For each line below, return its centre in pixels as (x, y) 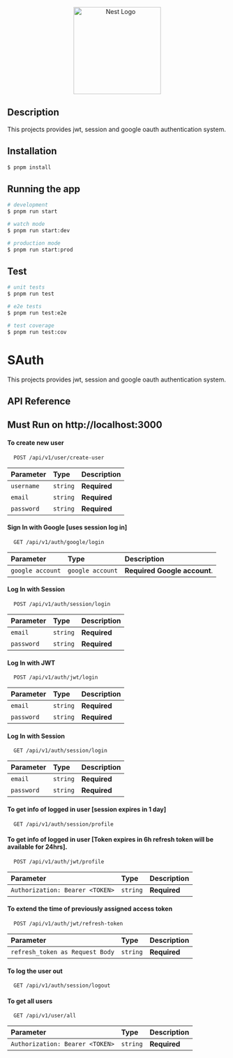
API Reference (39, 401)
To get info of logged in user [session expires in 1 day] (87, 809)
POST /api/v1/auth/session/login (62, 604)
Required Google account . (169, 570)
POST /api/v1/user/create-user (59, 458)
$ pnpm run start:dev (39, 230)
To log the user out (35, 971)
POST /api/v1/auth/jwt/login (56, 678)
